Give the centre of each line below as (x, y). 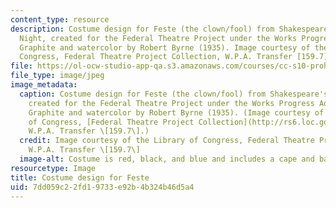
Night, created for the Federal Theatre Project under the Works (158, 38)
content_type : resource (60, 19)
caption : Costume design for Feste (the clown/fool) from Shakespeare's (174, 94)
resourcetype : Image (53, 168)
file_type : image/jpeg (57, 76)
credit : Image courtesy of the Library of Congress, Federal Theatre (167, 141)
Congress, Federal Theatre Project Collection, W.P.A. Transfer (156, 57)
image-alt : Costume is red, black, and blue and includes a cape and (167, 159)
